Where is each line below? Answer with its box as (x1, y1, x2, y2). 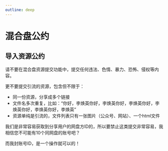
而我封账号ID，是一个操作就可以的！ (5, 140, 80, 146)
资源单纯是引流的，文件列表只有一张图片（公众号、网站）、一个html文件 (12, 112, 160, 118)
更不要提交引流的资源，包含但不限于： (5, 83, 84, 89)
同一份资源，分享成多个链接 (12, 94, 70, 100)
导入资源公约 (5, 52, 45, 61)
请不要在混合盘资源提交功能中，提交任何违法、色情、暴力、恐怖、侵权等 (5, 66, 154, 72)
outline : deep (5, 7, 35, 13)
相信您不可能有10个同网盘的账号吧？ (5, 129, 80, 135)
